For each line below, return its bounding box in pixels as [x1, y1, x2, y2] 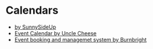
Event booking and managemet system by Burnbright [14, 36, 147, 43]
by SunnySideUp [14, 23, 57, 30]
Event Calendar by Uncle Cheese [14, 29, 97, 36]
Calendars [5, 4, 58, 17]
